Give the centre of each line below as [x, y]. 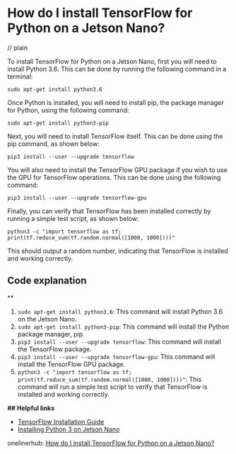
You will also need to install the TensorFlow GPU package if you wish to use [117, 170]
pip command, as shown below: [54, 144]
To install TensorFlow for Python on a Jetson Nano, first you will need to [112, 61]
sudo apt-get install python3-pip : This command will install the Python [123, 327]
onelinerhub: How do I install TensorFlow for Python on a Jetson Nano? [111, 443]
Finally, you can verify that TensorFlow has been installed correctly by [109, 211]
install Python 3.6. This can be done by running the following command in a [117, 69]
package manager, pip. [51, 334]
